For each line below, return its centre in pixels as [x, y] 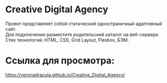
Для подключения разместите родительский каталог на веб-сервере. [82, 34]
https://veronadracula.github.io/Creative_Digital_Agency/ [65, 75]
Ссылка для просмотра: [60, 61]
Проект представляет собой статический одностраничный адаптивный [84, 24]
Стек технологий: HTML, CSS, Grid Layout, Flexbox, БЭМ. [67, 40]
